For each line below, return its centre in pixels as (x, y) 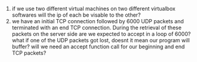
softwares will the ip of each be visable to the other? (76, 15)
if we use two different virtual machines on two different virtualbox (94, 9)
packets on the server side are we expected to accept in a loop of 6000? (101, 34)
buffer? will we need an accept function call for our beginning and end (98, 46)
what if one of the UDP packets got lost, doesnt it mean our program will (101, 40)
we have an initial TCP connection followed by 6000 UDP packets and (98, 21)
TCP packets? (29, 53)
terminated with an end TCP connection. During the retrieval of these (97, 27)
